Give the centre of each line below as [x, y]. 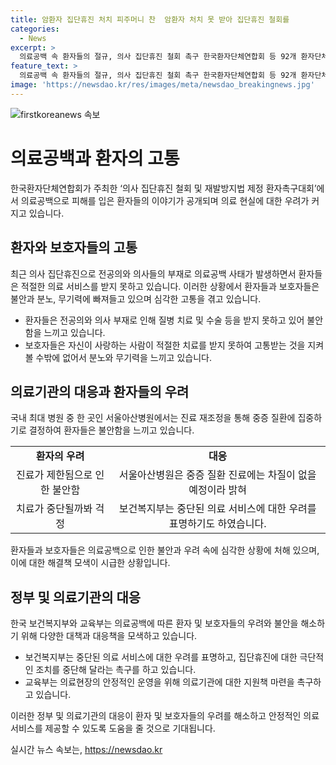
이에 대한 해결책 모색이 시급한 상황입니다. [90, 563]
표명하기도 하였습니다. [217, 524]
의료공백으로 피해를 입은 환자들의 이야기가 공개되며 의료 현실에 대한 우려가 [165, 200]
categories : [35, 29]
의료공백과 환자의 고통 [95, 158]
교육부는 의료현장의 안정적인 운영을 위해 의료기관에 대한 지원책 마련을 [159, 682]
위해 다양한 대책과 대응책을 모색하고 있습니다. [109, 636]
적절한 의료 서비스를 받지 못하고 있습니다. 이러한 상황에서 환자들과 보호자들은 [170, 286]
